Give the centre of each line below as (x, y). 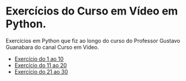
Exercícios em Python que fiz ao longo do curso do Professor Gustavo (93, 40)
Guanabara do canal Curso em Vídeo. (52, 47)
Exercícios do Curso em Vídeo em (92, 11)
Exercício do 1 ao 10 (39, 59)
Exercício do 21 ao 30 (41, 71)
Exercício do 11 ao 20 (40, 65)
